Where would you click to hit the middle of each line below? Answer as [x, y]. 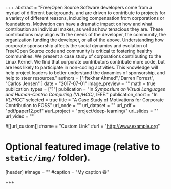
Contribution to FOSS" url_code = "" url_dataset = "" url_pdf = [70, 105]
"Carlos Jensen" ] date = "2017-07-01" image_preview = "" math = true [80, 83]
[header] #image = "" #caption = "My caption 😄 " [57, 172]
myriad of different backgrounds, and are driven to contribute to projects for [85, 13]
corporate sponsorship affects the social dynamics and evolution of [77, 45]
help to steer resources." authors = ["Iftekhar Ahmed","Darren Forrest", [80, 78]
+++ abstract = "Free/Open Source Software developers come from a [79, 7]
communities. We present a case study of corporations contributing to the [83, 56]
